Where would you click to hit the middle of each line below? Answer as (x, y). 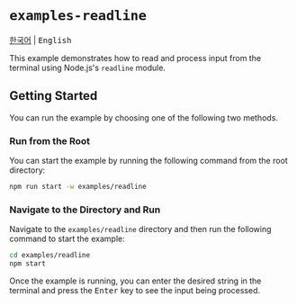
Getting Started (54, 96)
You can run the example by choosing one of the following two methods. (144, 117)
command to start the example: (67, 239)
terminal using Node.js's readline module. (88, 67)
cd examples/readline (50, 256)
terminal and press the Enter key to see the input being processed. (135, 290)
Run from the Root (50, 140)
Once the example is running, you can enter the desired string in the (135, 281)
